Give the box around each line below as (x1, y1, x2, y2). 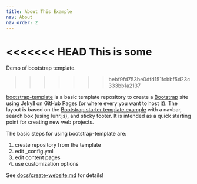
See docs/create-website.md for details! (6, 172, 104, 179)
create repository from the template (14, 142, 101, 149)
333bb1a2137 (108, 82, 141, 89)
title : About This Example (6, 8, 72, 15)
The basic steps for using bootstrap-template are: (6, 130, 127, 137)
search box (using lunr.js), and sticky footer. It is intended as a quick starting (6, 113, 191, 120)
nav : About (6, 14, 33, 20)
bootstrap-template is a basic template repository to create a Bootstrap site (6, 94, 188, 101)
